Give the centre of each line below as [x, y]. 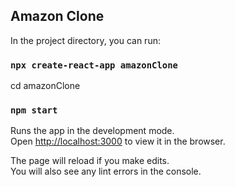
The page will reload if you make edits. [90, 161]
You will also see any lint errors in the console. [106, 171]
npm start [34, 110]
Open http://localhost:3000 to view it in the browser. [118, 141]
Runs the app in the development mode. [92, 131]
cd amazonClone [45, 86]
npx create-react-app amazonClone [94, 65]
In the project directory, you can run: [85, 40]
